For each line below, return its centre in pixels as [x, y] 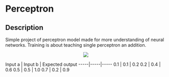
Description [24, 28]
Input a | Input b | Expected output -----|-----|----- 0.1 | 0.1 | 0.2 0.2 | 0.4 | [83, 64]
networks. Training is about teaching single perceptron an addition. [76, 45]
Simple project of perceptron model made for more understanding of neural [85, 40]
